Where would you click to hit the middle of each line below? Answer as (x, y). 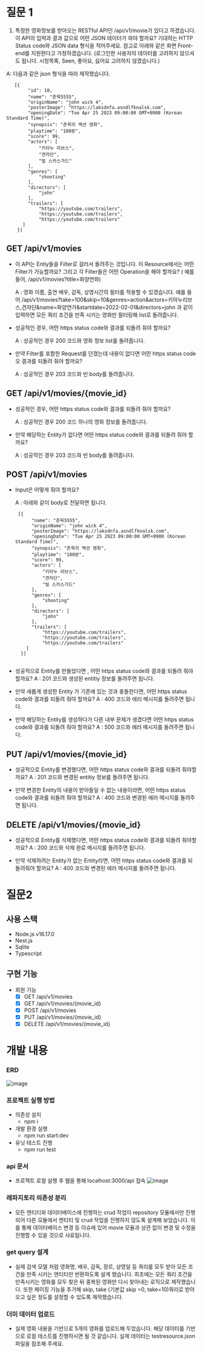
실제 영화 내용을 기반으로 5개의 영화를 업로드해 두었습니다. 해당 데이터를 (99, 1329)
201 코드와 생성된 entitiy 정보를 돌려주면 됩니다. (98, 679)
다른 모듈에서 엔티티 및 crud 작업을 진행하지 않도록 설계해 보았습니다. (108, 1220)
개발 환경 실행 (31, 1129)
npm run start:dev (46, 1135)
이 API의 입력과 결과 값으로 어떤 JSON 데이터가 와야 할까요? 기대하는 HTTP (104, 38)
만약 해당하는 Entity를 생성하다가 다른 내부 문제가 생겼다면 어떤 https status (105, 720)
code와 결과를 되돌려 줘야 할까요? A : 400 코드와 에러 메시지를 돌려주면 (99, 699)
